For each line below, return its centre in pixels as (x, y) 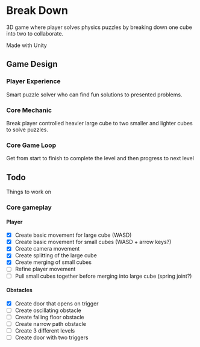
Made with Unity (27, 45)
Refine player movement (45, 269)
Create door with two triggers (52, 337)
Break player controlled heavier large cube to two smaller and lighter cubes (99, 123)
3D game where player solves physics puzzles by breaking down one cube (99, 27)
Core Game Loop (31, 145)
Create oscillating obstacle (48, 310)
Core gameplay (29, 207)
